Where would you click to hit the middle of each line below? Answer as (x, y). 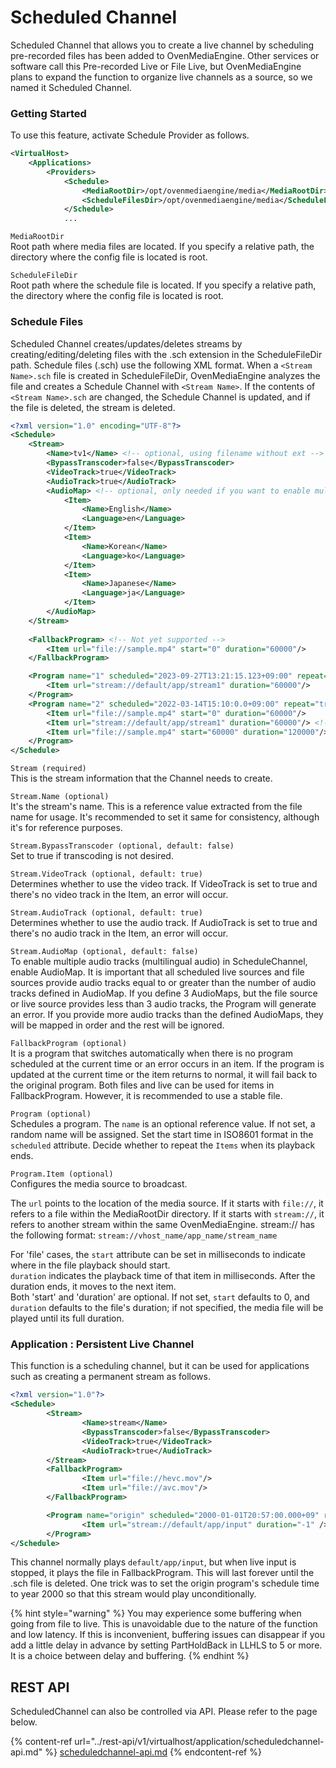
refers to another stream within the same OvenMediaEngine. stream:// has (162, 1225)
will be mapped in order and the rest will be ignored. (117, 1025)
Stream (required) (48, 769)
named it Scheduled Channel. (71, 87)
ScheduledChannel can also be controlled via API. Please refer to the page (164, 1712)
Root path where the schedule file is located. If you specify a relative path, (163, 285)
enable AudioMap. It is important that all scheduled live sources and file (157, 972)
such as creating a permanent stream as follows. (110, 1377)
